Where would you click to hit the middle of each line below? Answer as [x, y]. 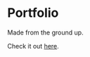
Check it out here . [33, 46]
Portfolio [33, 13]
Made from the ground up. [45, 32]
